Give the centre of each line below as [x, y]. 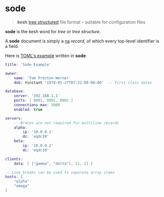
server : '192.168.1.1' [37, 96]
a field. [12, 46]
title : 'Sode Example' [28, 65]
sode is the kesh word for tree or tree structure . [53, 31]
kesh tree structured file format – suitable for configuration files [81, 22]
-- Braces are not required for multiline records [67, 123]
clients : [14, 159]
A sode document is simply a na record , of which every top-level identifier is [82, 41]
